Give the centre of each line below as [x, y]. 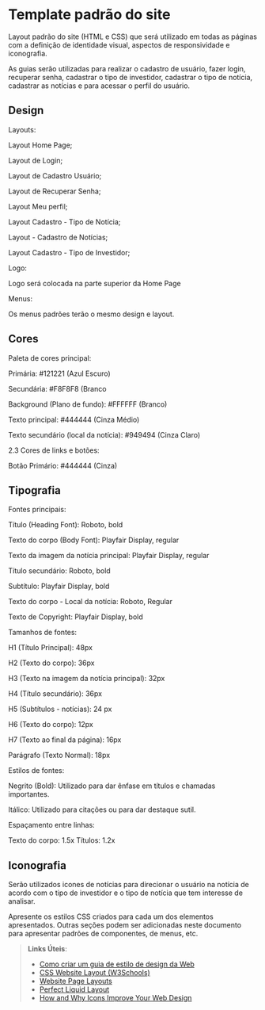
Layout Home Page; [40, 145]
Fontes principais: [37, 510]
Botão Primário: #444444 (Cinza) [63, 465]
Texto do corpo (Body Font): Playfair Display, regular [94, 540]
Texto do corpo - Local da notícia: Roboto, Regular [90, 602]
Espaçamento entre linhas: [51, 825]
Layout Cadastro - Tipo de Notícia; [64, 222]
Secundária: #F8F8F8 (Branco [57, 388]
